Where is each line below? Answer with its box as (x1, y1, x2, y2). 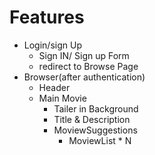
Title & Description (53, 113, 131, 125)
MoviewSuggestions (53, 124, 138, 136)
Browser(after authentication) (23, 71, 146, 83)
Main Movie (38, 92, 87, 104)
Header (38, 81, 71, 93)
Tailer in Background (53, 102, 139, 115)
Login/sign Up (23, 39, 82, 51)
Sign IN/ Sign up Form (38, 49, 130, 61)
